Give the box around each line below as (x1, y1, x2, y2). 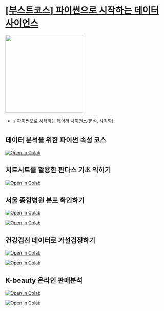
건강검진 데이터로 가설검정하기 (5, 236, 96, 244)
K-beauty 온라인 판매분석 (5, 276, 83, 285)
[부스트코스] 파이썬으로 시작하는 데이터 (5, 5, 159, 16)
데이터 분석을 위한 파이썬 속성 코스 (5, 135, 107, 144)
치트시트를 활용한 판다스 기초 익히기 (5, 166, 111, 174)
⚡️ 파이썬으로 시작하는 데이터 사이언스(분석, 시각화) (12, 118, 114, 124)
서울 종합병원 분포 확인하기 (5, 196, 85, 204)
